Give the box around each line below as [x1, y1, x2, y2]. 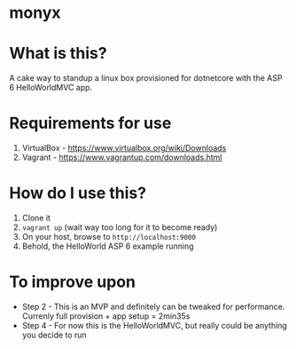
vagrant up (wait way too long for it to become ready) [21, 222, 218, 233]
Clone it [21, 212, 51, 223]
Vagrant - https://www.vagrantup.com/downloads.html [21, 152, 222, 163]
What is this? [9, 44, 108, 64]
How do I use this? [9, 183, 147, 203]
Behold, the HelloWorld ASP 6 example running [21, 241, 194, 251]
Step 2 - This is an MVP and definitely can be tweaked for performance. [21, 301, 285, 312]
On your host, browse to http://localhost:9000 [21, 232, 197, 242]
